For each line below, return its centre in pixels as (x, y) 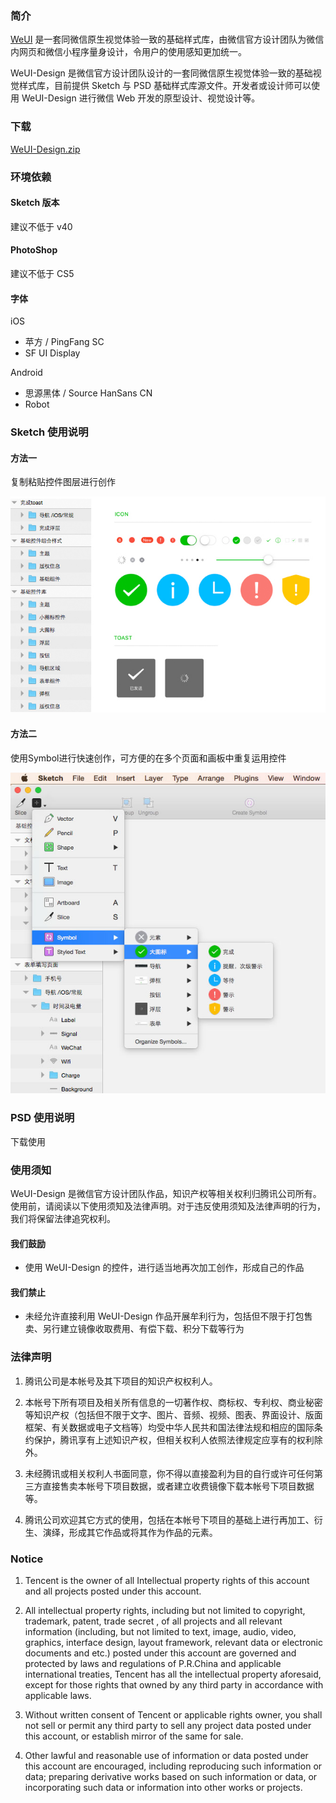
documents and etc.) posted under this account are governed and (160, 1653)
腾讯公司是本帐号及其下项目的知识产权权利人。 (121, 1381)
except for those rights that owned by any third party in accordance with (174, 1684)
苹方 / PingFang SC (64, 342)
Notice (27, 1559)
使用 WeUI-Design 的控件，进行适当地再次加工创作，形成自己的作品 (164, 1268)
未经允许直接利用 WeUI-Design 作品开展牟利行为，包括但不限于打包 (164, 1316)
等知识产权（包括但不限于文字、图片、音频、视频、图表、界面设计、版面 (173, 1414)
